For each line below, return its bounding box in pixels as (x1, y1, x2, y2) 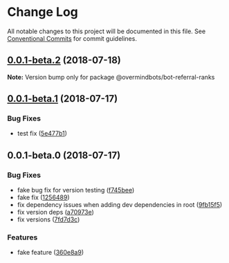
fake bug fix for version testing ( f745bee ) (17, 186, 135, 194)
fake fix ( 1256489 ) (17, 193, 71, 201)
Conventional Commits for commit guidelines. (7, 34, 137, 42)
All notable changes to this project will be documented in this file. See (7, 27, 206, 35)
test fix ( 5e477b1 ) (17, 129, 68, 138)
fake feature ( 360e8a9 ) (17, 248, 84, 257)
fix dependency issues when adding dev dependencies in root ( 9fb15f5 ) (17, 201, 223, 209)
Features (7, 233, 38, 242)
